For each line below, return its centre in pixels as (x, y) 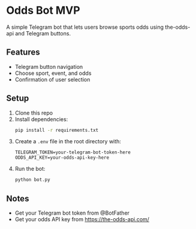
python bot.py (32, 180)
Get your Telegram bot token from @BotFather (72, 213)
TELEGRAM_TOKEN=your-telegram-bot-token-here (73, 153)
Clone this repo (34, 113)
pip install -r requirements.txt (57, 130)
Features (23, 52)
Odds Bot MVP (43, 10)
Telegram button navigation (49, 67)
